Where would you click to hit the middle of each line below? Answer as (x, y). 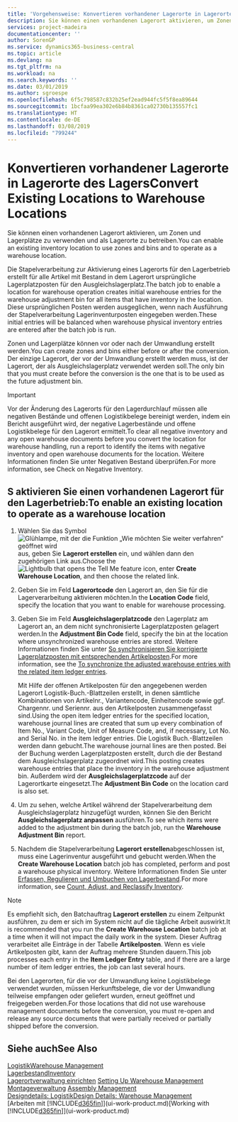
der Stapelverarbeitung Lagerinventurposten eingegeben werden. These (112, 315)
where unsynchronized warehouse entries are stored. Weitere (108, 642)
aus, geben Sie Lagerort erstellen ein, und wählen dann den (106, 554)
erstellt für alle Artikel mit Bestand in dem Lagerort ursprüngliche (102, 277)
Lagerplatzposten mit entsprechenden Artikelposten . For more (108, 657)
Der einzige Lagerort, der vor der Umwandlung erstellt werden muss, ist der (118, 359)
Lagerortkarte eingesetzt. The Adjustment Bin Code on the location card (123, 784)
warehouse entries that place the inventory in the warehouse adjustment (123, 769)
